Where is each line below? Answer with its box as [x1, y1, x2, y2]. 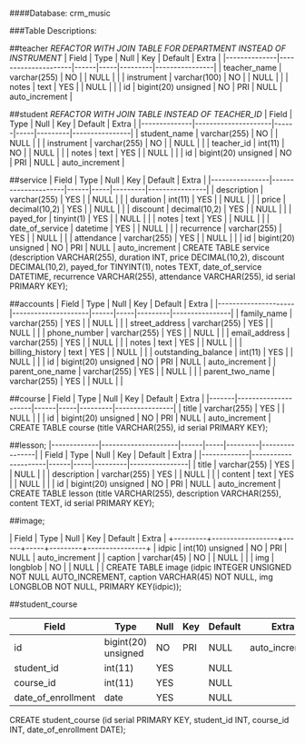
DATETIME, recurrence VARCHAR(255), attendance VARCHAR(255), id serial [9, 272, 296, 282]
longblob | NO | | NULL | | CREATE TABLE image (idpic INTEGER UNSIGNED [9, 562, 292, 572]
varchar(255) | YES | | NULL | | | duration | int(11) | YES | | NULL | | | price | [9, 194, 286, 204]
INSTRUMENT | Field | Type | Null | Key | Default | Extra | [9, 53, 221, 63]
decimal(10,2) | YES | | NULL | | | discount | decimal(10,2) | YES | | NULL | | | [9, 203, 292, 214]
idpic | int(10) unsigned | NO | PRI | [158, 542, 288, 553]
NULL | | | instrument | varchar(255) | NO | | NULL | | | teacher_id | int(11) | [9, 138, 285, 148]
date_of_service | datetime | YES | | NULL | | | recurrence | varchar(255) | [9, 223, 282, 233]
